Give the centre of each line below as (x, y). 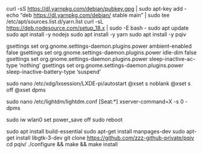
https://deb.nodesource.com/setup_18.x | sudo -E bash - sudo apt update (98, 28)
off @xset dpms (26, 90)
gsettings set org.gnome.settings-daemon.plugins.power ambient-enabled (99, 46)
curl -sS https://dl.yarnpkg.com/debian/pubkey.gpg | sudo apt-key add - (97, 9)
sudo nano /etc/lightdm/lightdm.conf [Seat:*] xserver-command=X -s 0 (95, 101)
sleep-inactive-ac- (172, 59)
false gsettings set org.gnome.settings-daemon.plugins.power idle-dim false (101, 53)
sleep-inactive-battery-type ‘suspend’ (53, 72)
